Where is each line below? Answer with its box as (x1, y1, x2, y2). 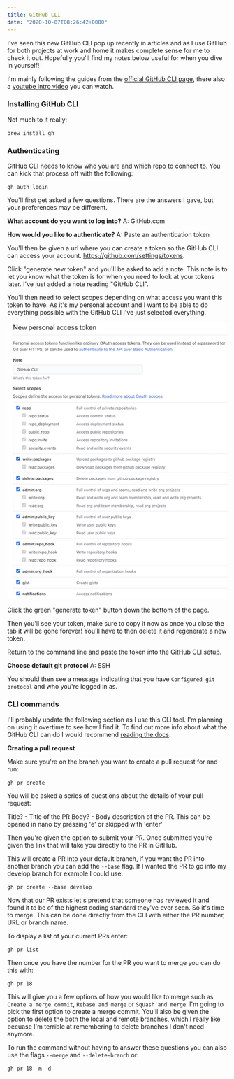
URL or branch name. (7, 918, 68, 927)
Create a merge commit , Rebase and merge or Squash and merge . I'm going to (7, 1000, 224, 1008)
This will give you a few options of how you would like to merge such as (7, 992, 214, 1001)
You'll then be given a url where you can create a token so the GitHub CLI (7, 244, 219, 252)
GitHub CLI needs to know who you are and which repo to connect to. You (7, 162, 221, 171)
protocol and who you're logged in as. (7, 682, 118, 690)
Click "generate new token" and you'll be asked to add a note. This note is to (7, 265, 228, 273)
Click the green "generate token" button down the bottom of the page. (7, 606, 210, 614)
